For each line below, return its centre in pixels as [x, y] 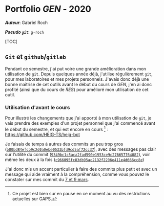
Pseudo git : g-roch [25, 32]
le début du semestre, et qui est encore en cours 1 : [57, 129]
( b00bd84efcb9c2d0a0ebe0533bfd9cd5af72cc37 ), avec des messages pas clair [81, 149]
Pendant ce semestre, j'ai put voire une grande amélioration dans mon [76, 69]
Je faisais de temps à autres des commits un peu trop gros [64, 144]
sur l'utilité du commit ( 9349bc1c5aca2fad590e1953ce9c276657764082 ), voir [78, 154]
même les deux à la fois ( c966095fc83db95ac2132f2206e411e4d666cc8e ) [75, 160]
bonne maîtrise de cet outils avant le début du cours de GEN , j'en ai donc [79, 84]
